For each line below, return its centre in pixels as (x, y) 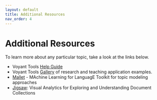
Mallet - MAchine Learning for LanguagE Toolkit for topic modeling (80, 77)
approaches (24, 83)
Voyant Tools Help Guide (38, 67)
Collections (24, 93)
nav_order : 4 (19, 19)
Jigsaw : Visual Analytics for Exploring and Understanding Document (82, 88)
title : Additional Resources (35, 14)
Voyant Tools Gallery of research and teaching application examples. (82, 72)
